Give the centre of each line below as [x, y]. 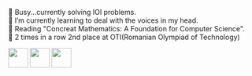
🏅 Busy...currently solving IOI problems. [72, 12]
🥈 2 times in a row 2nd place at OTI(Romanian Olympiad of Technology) [124, 37]
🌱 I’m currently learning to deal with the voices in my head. [103, 20]
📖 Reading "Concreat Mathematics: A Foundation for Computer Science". [127, 29]
